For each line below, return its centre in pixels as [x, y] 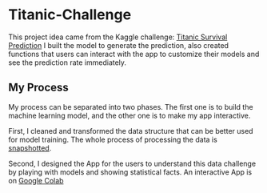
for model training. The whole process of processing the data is [113, 139]
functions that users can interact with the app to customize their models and [134, 54]
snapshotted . [30, 148]
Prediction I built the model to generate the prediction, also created [119, 45]
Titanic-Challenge [70, 15]
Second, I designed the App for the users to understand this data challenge [132, 163]
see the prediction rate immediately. [67, 62]
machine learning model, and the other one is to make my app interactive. [130, 115]
